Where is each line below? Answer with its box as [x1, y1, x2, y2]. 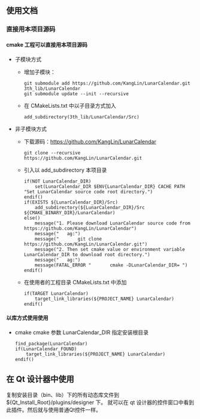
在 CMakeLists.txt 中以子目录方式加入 [23, 102, 117, 109]
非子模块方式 [14, 125, 47, 132]
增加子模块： [23, 68, 56, 75]
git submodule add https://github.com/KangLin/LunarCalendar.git [23, 80, 190, 86]
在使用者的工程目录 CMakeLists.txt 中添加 [23, 278, 127, 286]
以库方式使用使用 [6, 314, 49, 321]
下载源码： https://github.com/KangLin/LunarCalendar [23, 138, 157, 145]
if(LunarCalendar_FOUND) [14, 346, 77, 352]
